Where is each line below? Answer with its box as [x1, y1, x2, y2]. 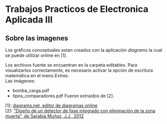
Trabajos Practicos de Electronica [5, 3, 149, 15]
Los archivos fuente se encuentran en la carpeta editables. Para [5, 62, 137, 68]
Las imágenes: [5, 78, 36, 84]
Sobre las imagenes [5, 34, 69, 42]
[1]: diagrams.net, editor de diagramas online [5, 103, 98, 108]
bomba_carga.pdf [12, 88, 49, 93]
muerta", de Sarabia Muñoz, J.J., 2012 [5, 113, 84, 119]
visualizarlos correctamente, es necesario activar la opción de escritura [5, 67, 153, 73]
